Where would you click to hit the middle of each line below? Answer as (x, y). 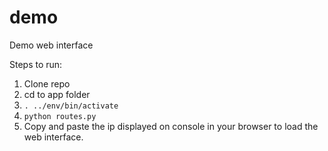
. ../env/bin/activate (71, 106)
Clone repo (47, 83)
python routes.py (60, 116)
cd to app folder (57, 94)
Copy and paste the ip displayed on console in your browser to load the (171, 126)
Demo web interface (51, 45)
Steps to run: (36, 64)
